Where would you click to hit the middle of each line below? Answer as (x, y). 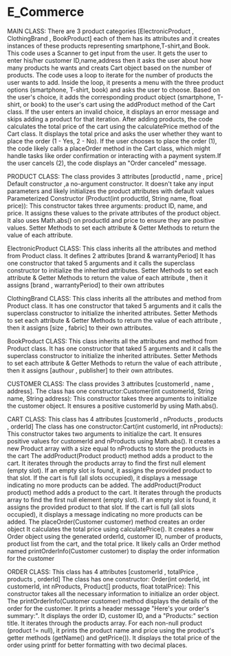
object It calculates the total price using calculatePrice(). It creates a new (110, 529)
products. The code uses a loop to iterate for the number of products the (110, 75)
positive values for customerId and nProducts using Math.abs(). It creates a (114, 441)
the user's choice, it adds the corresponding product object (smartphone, (111, 97)
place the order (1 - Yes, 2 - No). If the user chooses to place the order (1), (112, 141)
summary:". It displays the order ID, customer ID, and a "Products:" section (113, 615)
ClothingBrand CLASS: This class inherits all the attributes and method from (114, 298)
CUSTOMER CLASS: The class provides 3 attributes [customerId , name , (111, 384)
